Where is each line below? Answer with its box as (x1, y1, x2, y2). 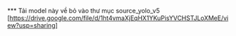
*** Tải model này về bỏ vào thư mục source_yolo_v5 (7, 7, 160, 15)
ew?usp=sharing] (7, 21, 58, 29)
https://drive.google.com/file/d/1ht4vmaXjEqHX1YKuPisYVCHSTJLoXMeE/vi (9, 14, 229, 22)
